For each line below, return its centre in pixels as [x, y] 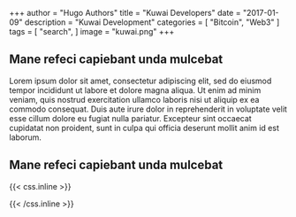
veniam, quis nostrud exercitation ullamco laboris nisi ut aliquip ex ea [134, 99]
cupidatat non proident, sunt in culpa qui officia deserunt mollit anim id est [144, 128]
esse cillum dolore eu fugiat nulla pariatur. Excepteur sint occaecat [130, 118]
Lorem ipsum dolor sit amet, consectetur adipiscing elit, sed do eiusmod [140, 81]
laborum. [26, 137]
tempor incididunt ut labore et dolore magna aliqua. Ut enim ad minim [135, 90]
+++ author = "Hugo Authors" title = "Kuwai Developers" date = [125, 13]
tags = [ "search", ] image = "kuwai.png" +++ [92, 31]
